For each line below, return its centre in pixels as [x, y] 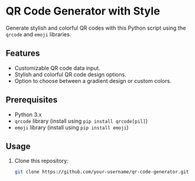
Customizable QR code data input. [57, 68]
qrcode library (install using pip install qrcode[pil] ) [81, 121]
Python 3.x [28, 114]
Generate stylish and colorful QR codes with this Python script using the [96, 28]
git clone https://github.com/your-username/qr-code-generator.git [101, 172]
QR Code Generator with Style [83, 11]
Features [23, 54]
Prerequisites [32, 100]
